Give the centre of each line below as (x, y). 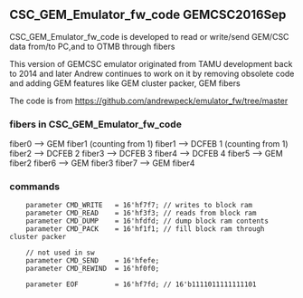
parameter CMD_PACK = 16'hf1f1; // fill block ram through (145, 229)
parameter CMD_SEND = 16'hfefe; (93, 261)
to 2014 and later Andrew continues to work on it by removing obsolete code (152, 73)
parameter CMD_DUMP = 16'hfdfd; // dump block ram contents (147, 221)
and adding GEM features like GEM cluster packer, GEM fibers (125, 83)
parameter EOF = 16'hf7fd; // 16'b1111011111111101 (141, 284)
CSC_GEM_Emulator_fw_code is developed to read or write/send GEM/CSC (149, 36)
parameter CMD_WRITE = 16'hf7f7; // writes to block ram (139, 206)
